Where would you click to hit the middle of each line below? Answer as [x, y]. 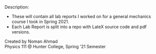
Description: [17, 7]
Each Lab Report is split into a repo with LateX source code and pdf [79, 27]
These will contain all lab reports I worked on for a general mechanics [81, 16]
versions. [21, 32]
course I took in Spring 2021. [40, 22]
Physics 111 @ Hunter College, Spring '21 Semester [55, 46]
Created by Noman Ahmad [31, 41]
